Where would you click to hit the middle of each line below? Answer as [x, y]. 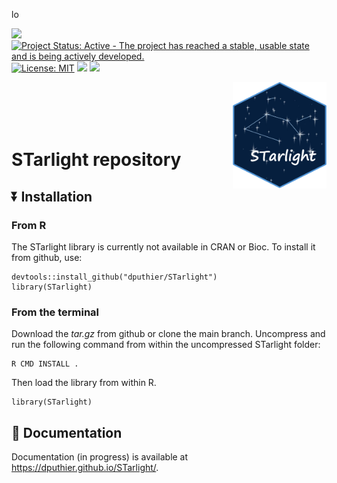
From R [29, 225]
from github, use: [47, 257]
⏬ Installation [52, 196]
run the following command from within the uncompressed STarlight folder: [166, 345]
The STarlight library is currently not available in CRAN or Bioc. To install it [163, 246]
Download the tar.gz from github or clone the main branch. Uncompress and [168, 334]
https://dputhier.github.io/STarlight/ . [85, 467]
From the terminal [55, 312]
